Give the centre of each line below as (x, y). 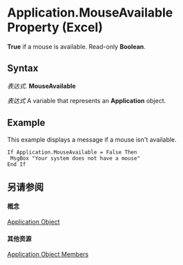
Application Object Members (48, 255)
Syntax (23, 68)
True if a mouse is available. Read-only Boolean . (77, 46)
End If (17, 164)
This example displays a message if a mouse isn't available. (92, 139)
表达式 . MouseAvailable (41, 86)
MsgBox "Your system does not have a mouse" (75, 158)
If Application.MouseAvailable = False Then (72, 152)
